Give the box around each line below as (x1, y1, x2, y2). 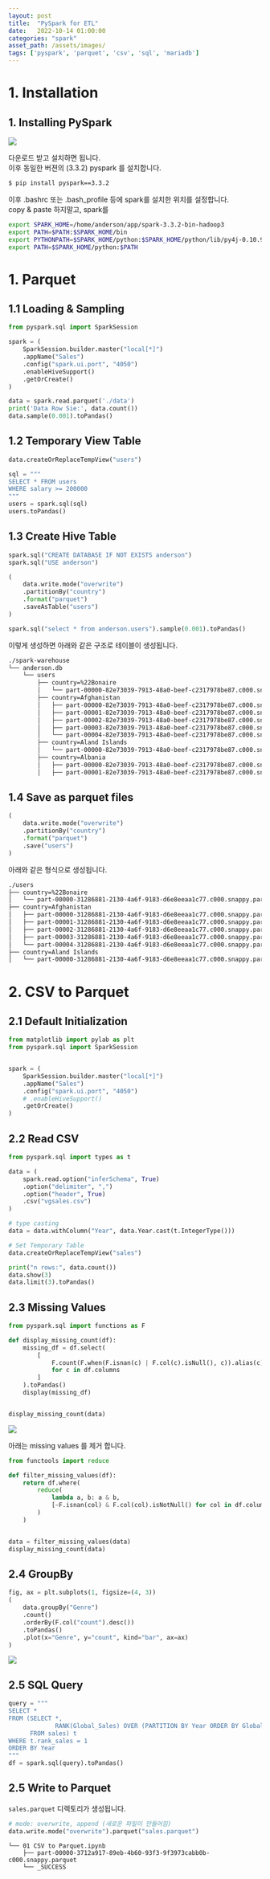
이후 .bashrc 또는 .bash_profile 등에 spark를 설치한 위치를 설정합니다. (8, 194, 230, 204)
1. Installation (8, 84, 99, 102)
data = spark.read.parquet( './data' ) (8, 397, 135, 406)
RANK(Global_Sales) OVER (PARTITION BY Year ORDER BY (55, 1722, 239, 1730)
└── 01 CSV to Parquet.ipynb (8, 1841, 106, 1850)
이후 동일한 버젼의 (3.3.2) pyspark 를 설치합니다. (8, 163, 162, 173)
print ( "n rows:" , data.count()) (8, 1263, 117, 1272)
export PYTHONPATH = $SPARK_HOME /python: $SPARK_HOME (8, 235, 182, 243)
